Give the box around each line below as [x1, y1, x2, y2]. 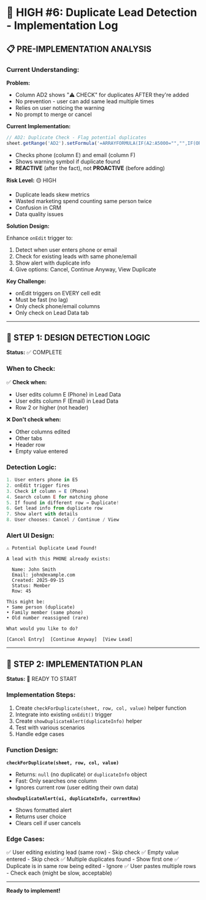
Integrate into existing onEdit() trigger [15, 711, 112, 718]
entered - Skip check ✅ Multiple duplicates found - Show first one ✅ [6, 856, 179, 863]
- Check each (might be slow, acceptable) [6, 869, 112, 877]
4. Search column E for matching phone [6, 494, 109, 500]
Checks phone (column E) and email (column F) [15, 151, 136, 158]
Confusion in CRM [15, 204, 62, 211]
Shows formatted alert [15, 806, 72, 813]
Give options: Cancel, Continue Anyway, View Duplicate [15, 265, 156, 273]
